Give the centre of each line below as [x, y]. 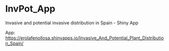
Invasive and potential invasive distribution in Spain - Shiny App [72, 23]
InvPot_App [30, 9]
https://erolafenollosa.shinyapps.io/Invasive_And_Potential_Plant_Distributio [84, 38]
